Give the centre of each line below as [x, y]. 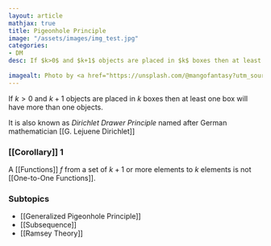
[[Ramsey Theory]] [51, 233]
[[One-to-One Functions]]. [52, 178]
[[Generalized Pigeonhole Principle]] [80, 216]
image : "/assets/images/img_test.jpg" [73, 38]
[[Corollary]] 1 [36, 152]
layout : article [35, 16]
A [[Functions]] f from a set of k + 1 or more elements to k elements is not [130, 169]
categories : [28, 46]
